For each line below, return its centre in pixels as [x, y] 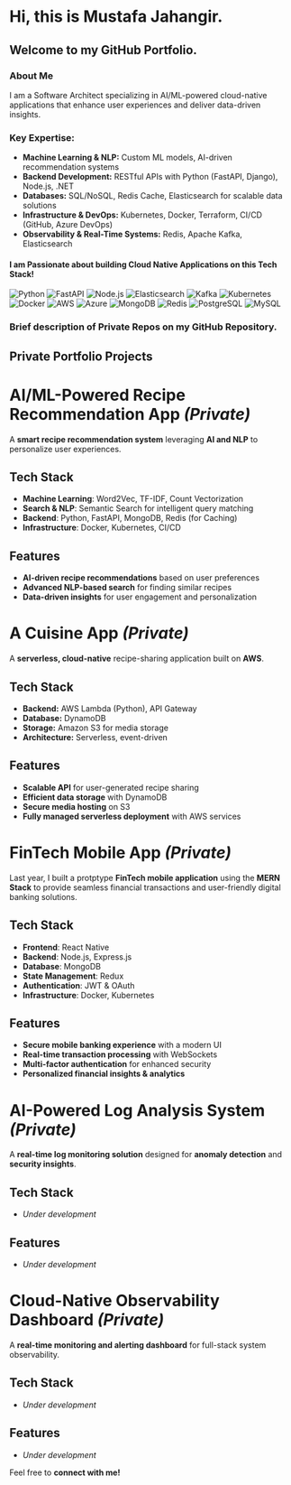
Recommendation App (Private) [130, 414]
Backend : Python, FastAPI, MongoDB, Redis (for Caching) [130, 518]
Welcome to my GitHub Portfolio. [104, 50]
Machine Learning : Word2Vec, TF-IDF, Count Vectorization [133, 499]
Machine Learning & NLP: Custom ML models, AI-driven [127, 158]
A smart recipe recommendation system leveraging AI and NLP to [134, 439]
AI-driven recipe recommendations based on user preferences [141, 578]
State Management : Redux [73, 976]
